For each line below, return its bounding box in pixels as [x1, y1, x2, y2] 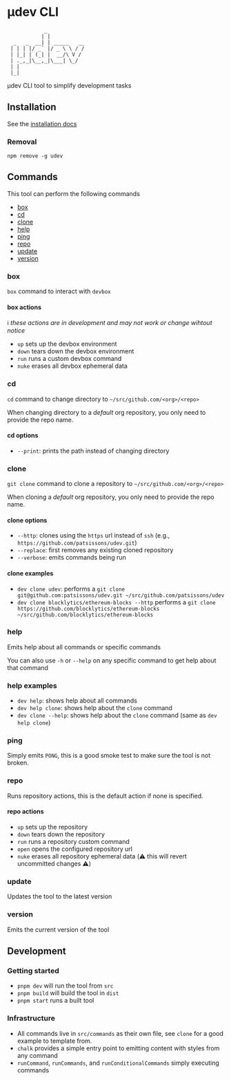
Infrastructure [7, 1014, 56, 1023]
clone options [7, 516, 48, 524]
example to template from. [17, 1037, 92, 1045]
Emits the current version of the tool [7, 925, 110, 934]
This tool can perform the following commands [7, 189, 140, 197]
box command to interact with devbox [7, 287, 112, 295]
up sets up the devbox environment [17, 340, 117, 348]
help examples [7, 680, 57, 690]
